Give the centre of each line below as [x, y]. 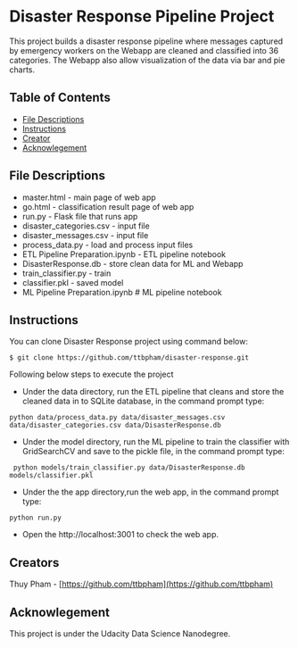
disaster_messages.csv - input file [85, 235]
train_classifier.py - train [66, 273]
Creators [34, 563]
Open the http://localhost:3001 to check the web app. [120, 535]
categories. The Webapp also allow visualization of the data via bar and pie [147, 60]
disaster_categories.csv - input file [86, 226]
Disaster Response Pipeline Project [142, 17]
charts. [22, 70]
